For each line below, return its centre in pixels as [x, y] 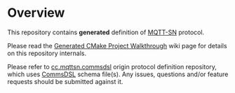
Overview [36, 13]
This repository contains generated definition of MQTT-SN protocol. [106, 32]
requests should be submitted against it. [65, 81]
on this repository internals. [47, 53]
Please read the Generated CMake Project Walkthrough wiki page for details [117, 45]
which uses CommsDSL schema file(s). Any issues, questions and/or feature [118, 74]
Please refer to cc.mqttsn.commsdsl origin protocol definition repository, [112, 66]
